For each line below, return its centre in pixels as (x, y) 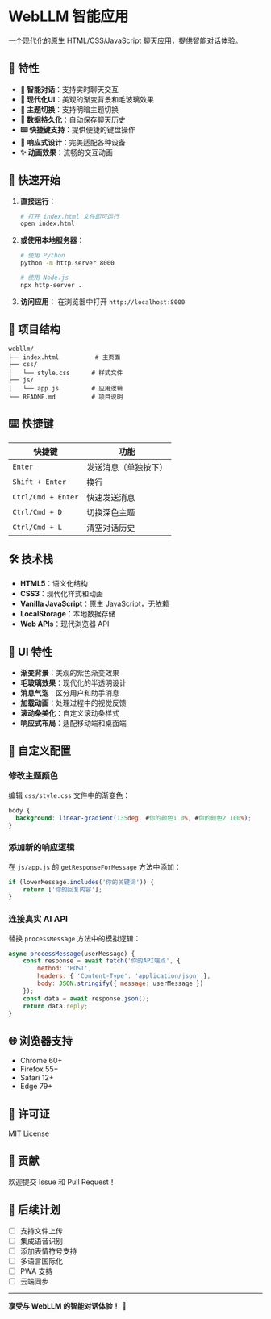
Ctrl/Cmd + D (38, 512)
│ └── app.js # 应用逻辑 (66, 388)
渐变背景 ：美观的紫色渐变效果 (69, 673)
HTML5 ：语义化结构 (54, 584)
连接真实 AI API (38, 919)
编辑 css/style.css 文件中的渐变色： (69, 795)
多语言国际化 (41, 1261)
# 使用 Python (43, 256)
